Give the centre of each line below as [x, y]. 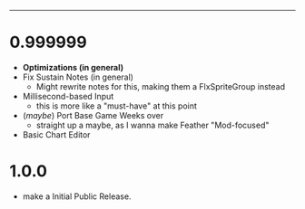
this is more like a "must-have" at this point [117, 106]
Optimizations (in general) [73, 67]
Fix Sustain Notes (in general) [78, 77]
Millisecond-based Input [68, 96]
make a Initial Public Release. [77, 196]
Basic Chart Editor [56, 134]
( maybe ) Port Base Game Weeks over [93, 115]
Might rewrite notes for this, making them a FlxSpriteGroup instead [161, 86]
